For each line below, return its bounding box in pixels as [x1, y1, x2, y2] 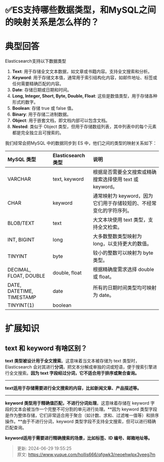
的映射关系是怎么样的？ [5, 17, 100, 28]
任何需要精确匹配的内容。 [12, 81, 64, 87]
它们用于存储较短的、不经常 [92, 200, 157, 207]
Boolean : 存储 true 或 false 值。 [12, 105, 76, 111]
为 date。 [92, 292, 115, 299]
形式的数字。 [12, 99, 38, 105]
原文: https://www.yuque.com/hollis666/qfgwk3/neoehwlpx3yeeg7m [17, 452, 156, 458]
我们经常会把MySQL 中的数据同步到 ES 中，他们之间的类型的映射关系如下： [5, 140, 157, 146]
